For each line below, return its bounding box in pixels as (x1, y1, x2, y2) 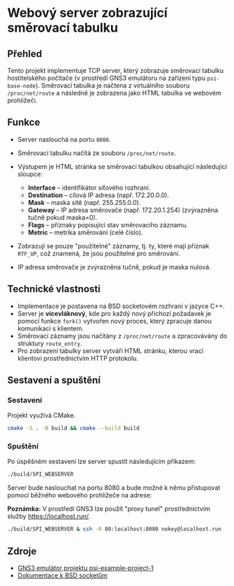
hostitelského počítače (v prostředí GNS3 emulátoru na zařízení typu (7, 74, 206, 82)
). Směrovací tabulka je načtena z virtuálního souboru (35, 81, 190, 89)
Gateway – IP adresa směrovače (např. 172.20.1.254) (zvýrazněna (27, 206, 219, 214)
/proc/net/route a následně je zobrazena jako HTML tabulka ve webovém (7, 89, 221, 97)
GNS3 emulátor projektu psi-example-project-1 (17, 564, 154, 573)
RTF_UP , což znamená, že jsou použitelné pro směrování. (17, 249, 181, 258)
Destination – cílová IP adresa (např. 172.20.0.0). (27, 191, 169, 199)
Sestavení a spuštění (7, 374, 100, 387)
